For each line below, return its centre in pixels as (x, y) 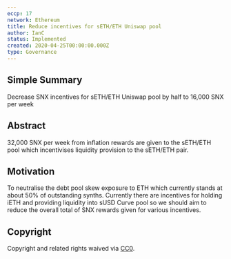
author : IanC (26, 33)
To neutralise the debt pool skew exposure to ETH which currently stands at (115, 188)
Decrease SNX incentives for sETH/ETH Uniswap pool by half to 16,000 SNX (115, 97)
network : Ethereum (33, 20)
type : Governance (32, 52)
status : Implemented (37, 39)
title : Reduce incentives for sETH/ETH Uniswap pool (84, 26)
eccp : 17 (20, 13)
